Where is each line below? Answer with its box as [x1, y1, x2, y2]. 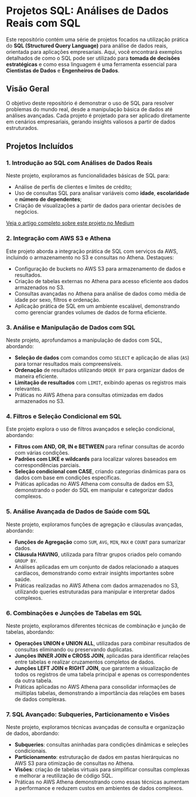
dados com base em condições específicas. [14, 474, 121, 481]
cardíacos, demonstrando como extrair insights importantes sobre [14, 569, 174, 576]
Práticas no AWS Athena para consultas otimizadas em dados [14, 391, 164, 398]
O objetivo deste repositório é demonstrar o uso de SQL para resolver [6, 99, 174, 107]
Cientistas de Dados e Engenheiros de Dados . [6, 67, 120, 74]
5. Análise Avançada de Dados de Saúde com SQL [6, 507, 150, 516]
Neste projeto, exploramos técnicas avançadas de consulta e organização [6, 724, 185, 731]
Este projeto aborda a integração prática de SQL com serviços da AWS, [6, 248, 178, 255]
